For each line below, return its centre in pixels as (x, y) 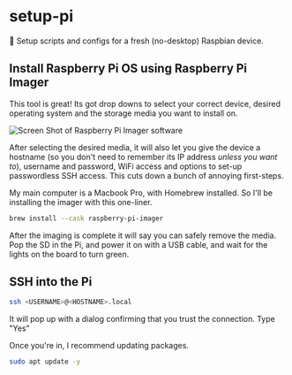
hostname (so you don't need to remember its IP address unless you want (143, 157)
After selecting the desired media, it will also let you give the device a (135, 147)
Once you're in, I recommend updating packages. (99, 346)
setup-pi (41, 16)
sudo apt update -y (45, 362)
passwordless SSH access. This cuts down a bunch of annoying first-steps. (146, 175)
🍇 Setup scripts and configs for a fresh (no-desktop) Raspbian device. (137, 41)
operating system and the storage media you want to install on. (124, 113)
